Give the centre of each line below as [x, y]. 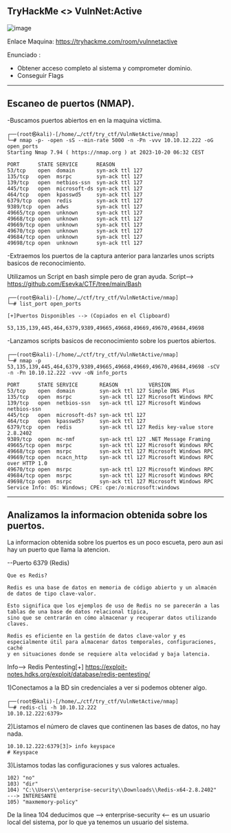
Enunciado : [24, 55]
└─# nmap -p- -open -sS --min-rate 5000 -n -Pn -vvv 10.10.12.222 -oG [110, 140]
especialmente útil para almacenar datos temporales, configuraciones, [112, 642]
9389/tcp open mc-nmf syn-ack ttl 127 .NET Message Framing [109, 439]
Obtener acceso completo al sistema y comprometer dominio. [104, 68]
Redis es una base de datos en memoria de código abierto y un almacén [112, 588]
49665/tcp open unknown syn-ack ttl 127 [75, 213]
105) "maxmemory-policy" [43, 802]
